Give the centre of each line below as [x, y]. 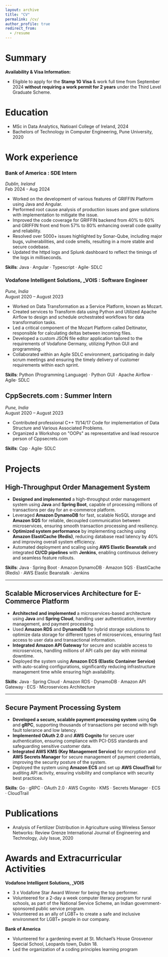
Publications [32, 814]
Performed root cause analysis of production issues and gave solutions [86, 210]
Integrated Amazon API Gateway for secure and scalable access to [82, 646]
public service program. [60, 908]
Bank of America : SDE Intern [41, 173]
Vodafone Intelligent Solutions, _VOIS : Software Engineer [76, 280]
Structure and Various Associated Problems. [58, 428]
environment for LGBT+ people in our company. [61, 919]
